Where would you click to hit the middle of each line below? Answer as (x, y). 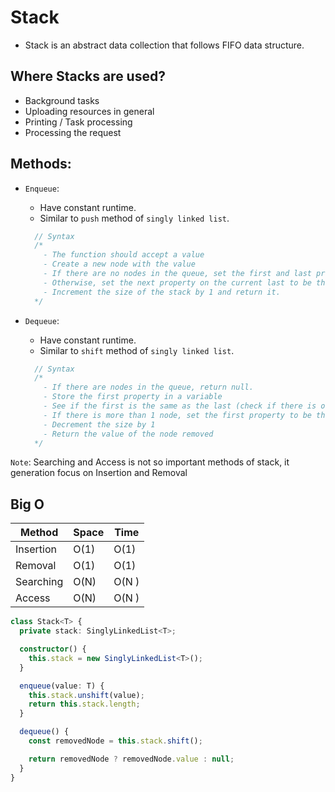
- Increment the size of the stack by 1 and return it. (162, 292)
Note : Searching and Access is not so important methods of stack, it (150, 462)
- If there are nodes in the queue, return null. (148, 387)
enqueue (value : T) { (62, 686)
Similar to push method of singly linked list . (134, 218)
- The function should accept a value (124, 255)
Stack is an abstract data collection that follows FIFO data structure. (164, 45)
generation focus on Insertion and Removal (99, 473)
